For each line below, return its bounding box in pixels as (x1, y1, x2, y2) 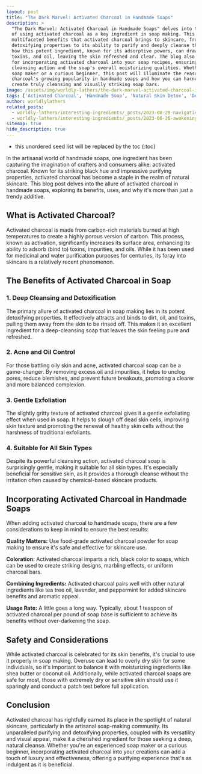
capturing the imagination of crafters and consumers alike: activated (6, 161, 176, 168)
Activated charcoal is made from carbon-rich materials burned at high (6, 226, 180, 234)
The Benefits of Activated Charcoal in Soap (6, 276, 171, 286)
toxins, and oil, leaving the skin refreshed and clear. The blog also (11, 54, 195, 60)
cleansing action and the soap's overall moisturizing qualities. (11, 64, 182, 71)
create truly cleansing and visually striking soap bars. (11, 82, 161, 88)
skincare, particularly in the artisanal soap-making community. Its (6, 722, 168, 729)
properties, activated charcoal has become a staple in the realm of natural (6, 174, 189, 181)
